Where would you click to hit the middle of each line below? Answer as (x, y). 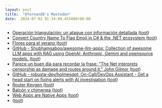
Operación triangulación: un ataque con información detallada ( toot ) (81, 33)
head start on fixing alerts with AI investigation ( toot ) (65, 80)
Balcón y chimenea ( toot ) (38, 90)
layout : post (18, 10)
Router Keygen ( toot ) (33, 85)
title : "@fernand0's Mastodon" (38, 14)
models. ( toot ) (26, 59)
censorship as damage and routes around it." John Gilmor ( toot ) (76, 69)
